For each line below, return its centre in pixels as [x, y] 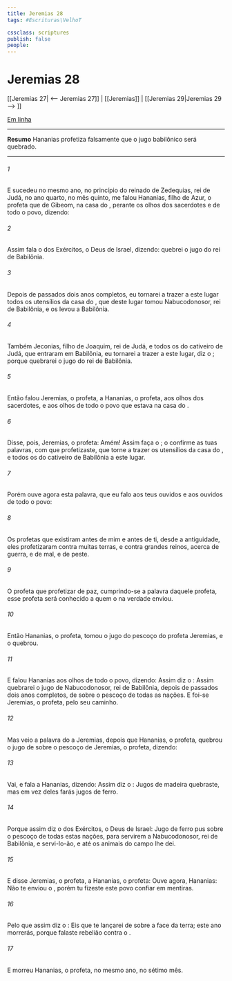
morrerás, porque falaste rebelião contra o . [69, 933]
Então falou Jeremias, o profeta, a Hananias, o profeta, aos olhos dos [105, 398]
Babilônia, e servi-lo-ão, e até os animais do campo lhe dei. [91, 843]
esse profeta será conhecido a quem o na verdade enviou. [90, 598]
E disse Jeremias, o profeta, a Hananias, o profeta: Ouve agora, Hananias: [112, 881]
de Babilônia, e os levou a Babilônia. [58, 309]
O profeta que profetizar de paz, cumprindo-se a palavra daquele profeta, [112, 591]
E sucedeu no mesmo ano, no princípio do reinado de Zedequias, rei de [109, 190]
